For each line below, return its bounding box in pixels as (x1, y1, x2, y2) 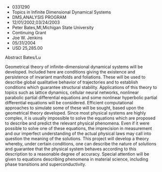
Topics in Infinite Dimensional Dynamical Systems (12, 9, 111, 15)
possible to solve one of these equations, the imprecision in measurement (5, 126, 152, 131)
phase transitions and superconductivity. (5, 161, 86, 167)
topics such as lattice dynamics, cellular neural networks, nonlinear (5, 89, 139, 95)
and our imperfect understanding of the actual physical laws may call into (5, 130, 151, 136)
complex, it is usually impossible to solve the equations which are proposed (5, 115, 156, 121)
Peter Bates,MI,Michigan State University (12, 25, 94, 30)
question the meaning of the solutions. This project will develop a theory (5, 136, 149, 142)
